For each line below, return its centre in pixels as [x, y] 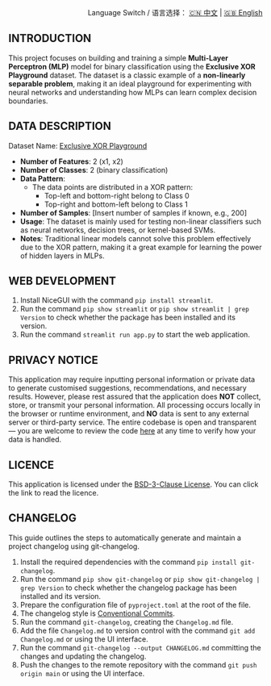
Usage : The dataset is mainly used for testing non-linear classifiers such [141, 221]
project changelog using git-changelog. [74, 546]
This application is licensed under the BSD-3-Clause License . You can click [133, 484]
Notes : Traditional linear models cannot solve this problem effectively [135, 238]
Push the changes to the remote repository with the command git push [138, 664]
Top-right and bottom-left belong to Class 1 [116, 204]
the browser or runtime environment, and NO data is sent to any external [129, 414]
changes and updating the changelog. [83, 656]
